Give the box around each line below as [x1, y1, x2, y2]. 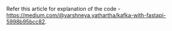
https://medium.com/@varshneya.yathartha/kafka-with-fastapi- [6, 12, 166, 19]
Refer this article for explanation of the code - [6, 5, 120, 12]
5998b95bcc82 [6, 18, 46, 25]
